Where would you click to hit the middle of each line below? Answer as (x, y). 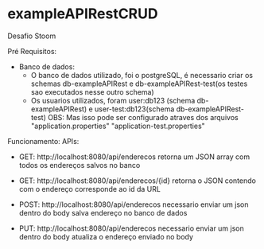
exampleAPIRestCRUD (83, 14)
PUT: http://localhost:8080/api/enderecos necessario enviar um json (131, 228)
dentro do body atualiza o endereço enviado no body (106, 236)
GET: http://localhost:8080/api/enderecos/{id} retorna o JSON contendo (137, 181)
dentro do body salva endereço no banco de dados (103, 212)
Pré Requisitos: (32, 51)
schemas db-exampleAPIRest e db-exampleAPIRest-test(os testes (139, 84)
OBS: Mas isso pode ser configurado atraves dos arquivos (144, 117)
